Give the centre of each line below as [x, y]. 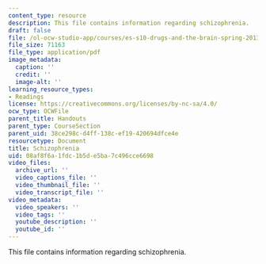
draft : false [30, 30]
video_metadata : [35, 200]
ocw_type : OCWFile [38, 112]
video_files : [30, 163]
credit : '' [33, 75]
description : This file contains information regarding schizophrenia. [129, 23]
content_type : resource [47, 15]
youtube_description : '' [56, 222]
